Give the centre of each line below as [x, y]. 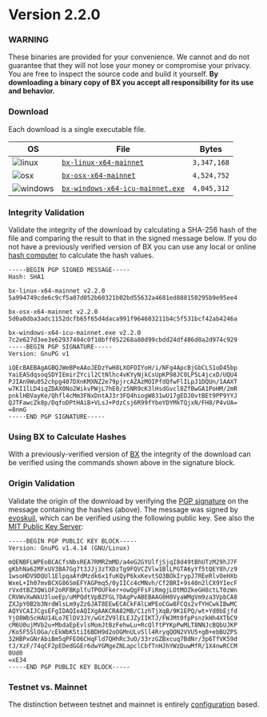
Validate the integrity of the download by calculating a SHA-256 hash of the [133, 230]
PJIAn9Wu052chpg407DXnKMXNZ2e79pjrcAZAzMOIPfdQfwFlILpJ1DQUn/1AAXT [123, 382]
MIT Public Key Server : [46, 526]
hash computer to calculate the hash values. [81, 255]
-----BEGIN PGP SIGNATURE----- [60, 347]
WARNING [29, 40]
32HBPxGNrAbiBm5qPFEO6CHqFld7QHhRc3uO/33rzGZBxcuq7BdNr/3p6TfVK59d [123, 639]
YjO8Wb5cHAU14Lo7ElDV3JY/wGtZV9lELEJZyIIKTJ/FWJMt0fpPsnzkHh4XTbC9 [123, 618]
